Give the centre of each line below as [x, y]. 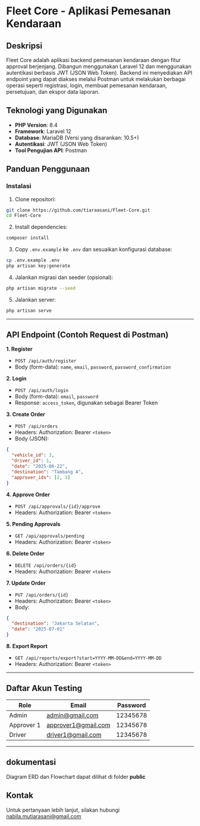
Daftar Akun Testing [44, 688]
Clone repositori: [35, 199]
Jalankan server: [35, 299]
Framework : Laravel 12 [43, 131]
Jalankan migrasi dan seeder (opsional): [64, 277]
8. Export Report [27, 646]
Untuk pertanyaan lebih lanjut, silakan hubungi [63, 810]
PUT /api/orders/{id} [41, 595]
